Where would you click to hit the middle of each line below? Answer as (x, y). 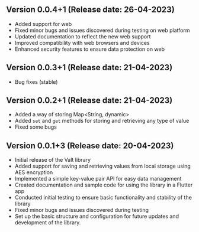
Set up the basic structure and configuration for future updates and (97, 216)
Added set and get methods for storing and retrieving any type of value (102, 121)
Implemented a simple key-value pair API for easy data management (98, 179)
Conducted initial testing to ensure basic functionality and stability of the (103, 198)
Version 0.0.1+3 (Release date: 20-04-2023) (90, 146)
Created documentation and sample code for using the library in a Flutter (104, 185)
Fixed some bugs (36, 127)
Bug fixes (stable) (36, 81)
